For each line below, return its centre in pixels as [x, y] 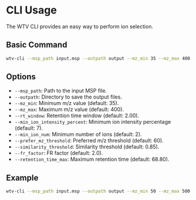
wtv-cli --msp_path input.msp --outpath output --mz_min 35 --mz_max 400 [98, 58]
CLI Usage [31, 10]
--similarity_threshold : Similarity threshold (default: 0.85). [87, 147]
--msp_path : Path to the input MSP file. [61, 91]
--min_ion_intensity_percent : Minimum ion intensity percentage [93, 122]
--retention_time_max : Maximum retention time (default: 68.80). [92, 160]
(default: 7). [28, 128]
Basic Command [37, 45]
